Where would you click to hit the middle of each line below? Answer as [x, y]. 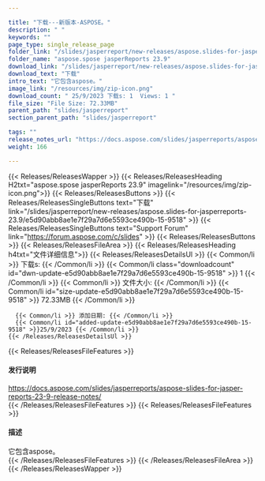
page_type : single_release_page [61, 44]
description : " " [37, 30]
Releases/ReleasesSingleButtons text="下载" [81, 202]
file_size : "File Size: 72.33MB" [63, 103]
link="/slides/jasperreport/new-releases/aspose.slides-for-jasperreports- [127, 211]
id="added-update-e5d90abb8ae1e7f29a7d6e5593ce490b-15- [158, 322]
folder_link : [30, 52]
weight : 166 [28, 147]
